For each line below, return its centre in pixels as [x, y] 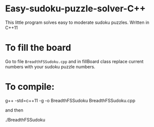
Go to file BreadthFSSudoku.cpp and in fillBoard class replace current [75, 61]
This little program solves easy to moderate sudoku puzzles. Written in [77, 22]
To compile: [30, 87]
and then [14, 110]
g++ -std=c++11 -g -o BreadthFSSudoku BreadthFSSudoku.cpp [70, 100]
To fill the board [38, 48]
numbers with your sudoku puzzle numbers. [50, 66]
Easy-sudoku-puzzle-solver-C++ [75, 9]
